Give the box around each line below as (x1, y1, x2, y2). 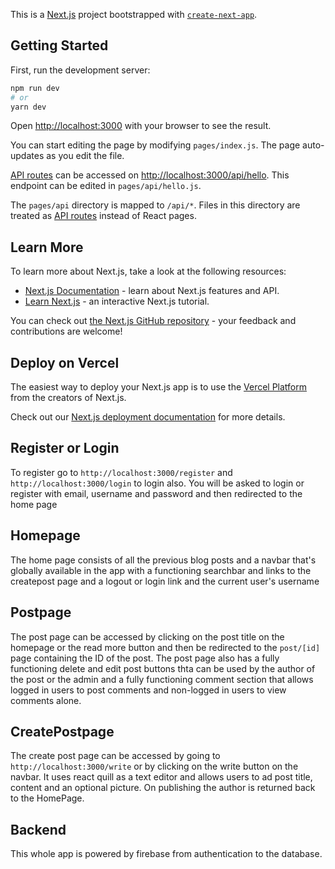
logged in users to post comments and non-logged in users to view (10, 684, 287, 696)
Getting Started (10, 37, 109, 54)
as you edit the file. (46, 150, 125, 162)
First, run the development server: (10, 64, 151, 76)
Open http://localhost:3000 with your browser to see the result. (10, 120, 272, 132)
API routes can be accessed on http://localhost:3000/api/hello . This (10, 169, 290, 181)
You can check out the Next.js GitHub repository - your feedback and (10, 315, 297, 327)
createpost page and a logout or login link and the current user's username (10, 575, 320, 587)
